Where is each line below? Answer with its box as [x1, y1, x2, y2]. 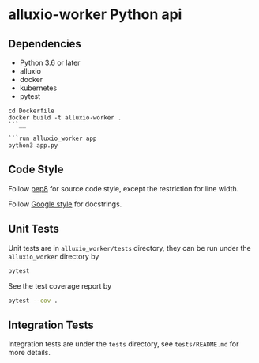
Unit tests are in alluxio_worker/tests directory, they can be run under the [8, 243, 251, 252]
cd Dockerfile [8, 107, 55, 115]
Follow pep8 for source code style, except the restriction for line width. [8, 183, 239, 193]
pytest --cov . [8, 297, 58, 304]
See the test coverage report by [8, 281, 112, 290]
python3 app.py [8, 142, 58, 149]
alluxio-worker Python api [8, 6, 182, 24]
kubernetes [19, 83, 58, 93]
